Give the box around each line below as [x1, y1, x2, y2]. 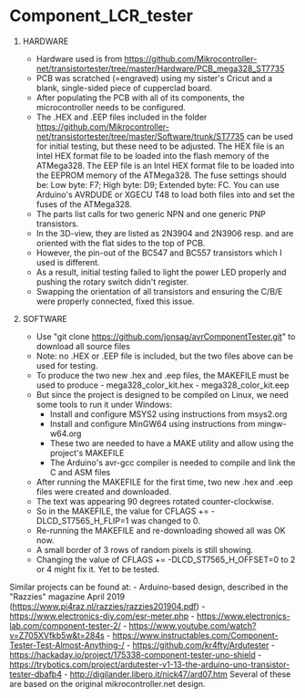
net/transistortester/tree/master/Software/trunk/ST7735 [36, 130, 245, 141]
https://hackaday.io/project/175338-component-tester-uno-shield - [9, 649, 262, 660]
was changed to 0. [130, 515, 200, 526]
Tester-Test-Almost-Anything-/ [9, 640, 125, 651]
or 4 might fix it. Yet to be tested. [36, 563, 160, 575]
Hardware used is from [36, 53, 123, 64]
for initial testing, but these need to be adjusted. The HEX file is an [36, 141, 285, 151]
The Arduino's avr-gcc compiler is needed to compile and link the [49, 457, 296, 468]
